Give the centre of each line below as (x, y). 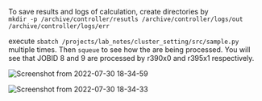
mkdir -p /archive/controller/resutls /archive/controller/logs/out (126, 19)
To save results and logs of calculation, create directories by (108, 12)
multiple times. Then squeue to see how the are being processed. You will (129, 50)
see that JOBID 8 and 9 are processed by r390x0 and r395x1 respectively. (131, 58)
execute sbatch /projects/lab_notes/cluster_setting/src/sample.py (124, 41)
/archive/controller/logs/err (59, 26)
